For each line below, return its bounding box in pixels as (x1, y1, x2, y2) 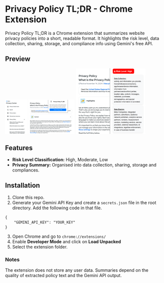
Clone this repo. (12, 194, 45, 200)
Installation (5, 181, 40, 190)
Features (5, 143, 33, 152)
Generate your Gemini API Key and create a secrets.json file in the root (12, 199, 157, 205)
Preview (5, 55, 31, 63)
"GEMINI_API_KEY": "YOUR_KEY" (14, 220, 76, 225)
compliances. (12, 167, 40, 173)
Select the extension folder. (12, 244, 68, 250)
